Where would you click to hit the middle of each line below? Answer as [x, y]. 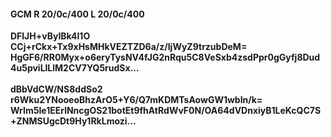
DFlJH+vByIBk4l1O [50, 36]
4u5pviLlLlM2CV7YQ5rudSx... [75, 68]
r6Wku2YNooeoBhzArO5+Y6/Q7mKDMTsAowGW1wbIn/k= [136, 100]
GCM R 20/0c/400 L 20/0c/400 [77, 14]
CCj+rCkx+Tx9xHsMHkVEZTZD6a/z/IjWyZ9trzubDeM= [129, 47]
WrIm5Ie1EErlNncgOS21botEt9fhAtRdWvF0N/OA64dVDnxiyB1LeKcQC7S [166, 111]
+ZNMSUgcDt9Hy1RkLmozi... [73, 121]
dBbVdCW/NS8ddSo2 [56, 89]
